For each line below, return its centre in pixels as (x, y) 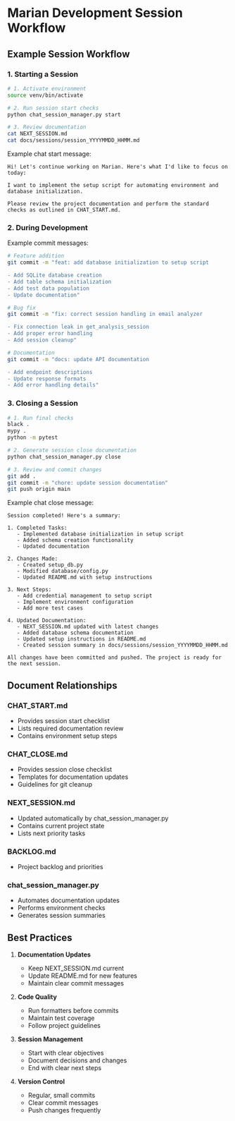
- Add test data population (49, 288)
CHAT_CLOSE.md (38, 754)
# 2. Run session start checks (53, 108)
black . (19, 425)
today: (17, 173)
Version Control (41, 1081)
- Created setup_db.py (50, 565)
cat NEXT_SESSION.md (38, 134)
